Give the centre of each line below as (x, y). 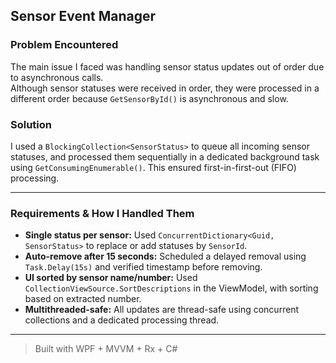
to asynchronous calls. (57, 77)
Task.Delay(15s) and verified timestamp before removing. (143, 267)
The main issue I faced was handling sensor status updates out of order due (167, 66)
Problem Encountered (64, 45)
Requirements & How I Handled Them (102, 213)
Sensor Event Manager (83, 16)
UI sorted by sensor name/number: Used (111, 278)
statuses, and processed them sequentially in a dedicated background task (165, 156)
